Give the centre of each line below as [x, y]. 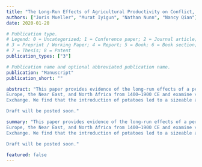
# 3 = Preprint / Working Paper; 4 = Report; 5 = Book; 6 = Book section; [102, 45]
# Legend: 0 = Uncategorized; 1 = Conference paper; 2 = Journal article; [102, 40]
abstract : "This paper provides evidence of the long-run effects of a [98, 89]
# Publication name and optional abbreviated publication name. [88, 67]
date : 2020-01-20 [28, 23]
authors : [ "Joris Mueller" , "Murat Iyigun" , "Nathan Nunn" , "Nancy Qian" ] [102, 17]
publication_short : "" [35, 78]
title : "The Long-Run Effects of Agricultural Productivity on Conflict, [101, 12]
